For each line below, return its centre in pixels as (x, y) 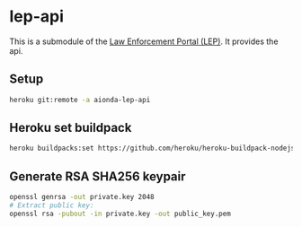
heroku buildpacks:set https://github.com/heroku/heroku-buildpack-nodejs (152, 148)
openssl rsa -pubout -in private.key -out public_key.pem (120, 214)
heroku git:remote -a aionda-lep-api (80, 100)
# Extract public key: (52, 205)
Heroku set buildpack (71, 128)
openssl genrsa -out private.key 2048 (82, 197)
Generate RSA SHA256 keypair (98, 176)
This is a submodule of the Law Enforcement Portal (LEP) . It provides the (144, 41)
